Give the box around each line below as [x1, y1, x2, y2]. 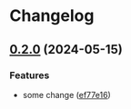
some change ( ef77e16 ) [22, 89, 111, 100]
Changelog [9, 5, 95, 26]
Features [9, 69, 50, 82]
